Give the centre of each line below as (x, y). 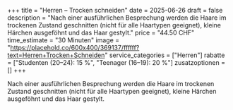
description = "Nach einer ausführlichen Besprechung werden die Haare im (117, 18)
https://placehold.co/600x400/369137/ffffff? (75, 48)
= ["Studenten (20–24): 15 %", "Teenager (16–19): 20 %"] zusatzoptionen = (116, 62)
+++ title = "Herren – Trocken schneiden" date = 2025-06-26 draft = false (115, 10)
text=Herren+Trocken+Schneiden (56, 55)
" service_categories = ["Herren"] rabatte (165, 55)
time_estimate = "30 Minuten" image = (64, 40)
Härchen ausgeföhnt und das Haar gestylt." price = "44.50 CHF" (101, 32)
